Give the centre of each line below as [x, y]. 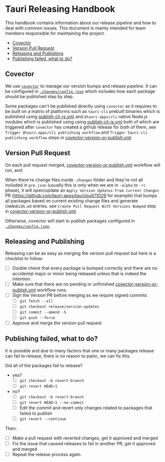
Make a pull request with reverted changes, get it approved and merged [85, 438]
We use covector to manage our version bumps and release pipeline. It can [81, 86]
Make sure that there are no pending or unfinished [63, 284]
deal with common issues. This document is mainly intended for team [76, 28]
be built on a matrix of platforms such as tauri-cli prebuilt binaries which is [82, 111]
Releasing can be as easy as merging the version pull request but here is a [81, 253]
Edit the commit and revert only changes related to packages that [86, 408]
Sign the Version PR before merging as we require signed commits [80, 295]
